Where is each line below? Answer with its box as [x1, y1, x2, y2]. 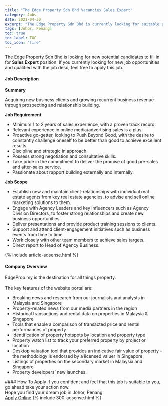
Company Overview [5, 263, 47, 269]
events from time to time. [12, 231, 64, 237]
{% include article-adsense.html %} [5, 252, 79, 258]
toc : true [5, 31, 26, 36]
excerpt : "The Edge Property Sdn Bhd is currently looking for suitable [5, 21, 160, 27]
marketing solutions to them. [12, 199, 71, 206]
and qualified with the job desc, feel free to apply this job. [5, 64, 124, 70]
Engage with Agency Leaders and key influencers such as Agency [12, 205, 149, 211]
